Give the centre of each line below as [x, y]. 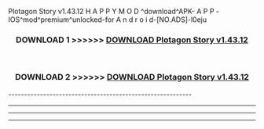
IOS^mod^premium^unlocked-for [61, 20]
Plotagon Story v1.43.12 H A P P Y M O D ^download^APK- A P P [111, 11]
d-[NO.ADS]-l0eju [178, 20]
